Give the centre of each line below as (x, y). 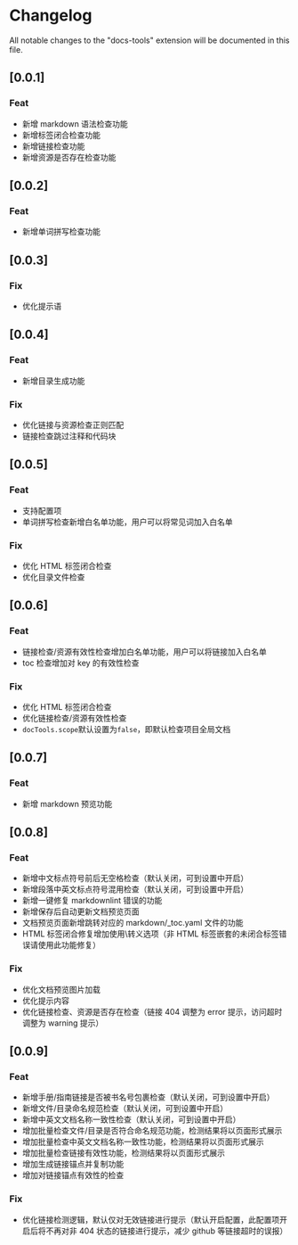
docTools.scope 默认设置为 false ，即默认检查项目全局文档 (126, 729)
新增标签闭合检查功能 (61, 135)
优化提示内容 (45, 1001)
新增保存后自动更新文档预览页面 (81, 911)
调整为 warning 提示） (63, 1023)
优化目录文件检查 (53, 577)
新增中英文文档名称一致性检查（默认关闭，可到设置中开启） (131, 1119)
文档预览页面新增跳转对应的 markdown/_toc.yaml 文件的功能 (133, 923)
